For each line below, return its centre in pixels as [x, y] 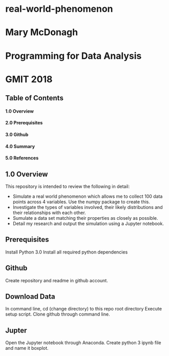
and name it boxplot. [27, 348]
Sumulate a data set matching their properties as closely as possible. [85, 218]
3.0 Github [17, 134]
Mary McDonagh [42, 33]
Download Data [30, 296]
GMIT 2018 [29, 79]
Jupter [16, 330]
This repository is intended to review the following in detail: [68, 186]
